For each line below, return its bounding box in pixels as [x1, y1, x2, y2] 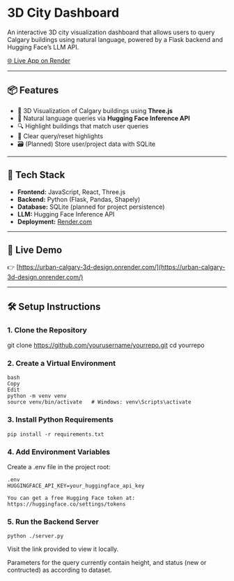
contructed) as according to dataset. [7, 566, 113, 574]
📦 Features [7, 84, 59, 96]
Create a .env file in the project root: [7, 462, 111, 471]
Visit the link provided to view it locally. [7, 545, 119, 553]
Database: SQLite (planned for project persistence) [17, 203, 165, 211]
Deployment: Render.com [17, 217, 93, 226]
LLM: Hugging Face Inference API [17, 209, 115, 218]
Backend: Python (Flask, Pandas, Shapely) [17, 195, 141, 203]
